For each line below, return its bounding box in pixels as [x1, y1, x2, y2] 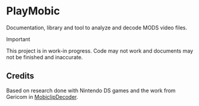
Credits [6, 71, 35, 81]
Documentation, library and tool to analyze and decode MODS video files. [6, 24, 187, 31]
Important [6, 35, 30, 43]
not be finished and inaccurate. [6, 53, 83, 60]
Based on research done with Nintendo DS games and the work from [6, 87, 176, 94]
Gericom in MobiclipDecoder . [6, 93, 78, 100]
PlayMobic [6, 4, 60, 18]
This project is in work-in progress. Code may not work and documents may [6, 47, 194, 54]
